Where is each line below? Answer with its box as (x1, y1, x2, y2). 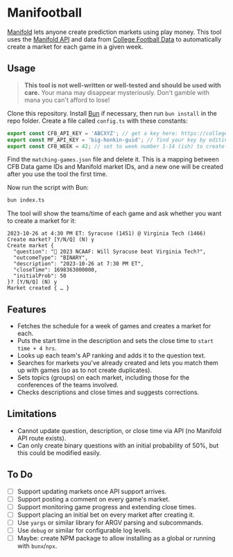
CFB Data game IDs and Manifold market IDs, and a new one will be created (7, 163, 224, 171)
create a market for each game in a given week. (7, 42, 144, 51)
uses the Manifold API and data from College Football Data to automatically (7, 35, 222, 43)
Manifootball (7, 5, 82, 21)
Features (7, 303, 46, 315)
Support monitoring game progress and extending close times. (17, 502, 196, 511)
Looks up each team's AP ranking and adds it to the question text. (17, 351, 206, 360)
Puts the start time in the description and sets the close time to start (17, 337, 214, 345)
